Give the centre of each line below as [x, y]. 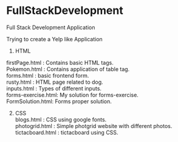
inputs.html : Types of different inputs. [54, 88]
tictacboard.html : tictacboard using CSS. [67, 132]
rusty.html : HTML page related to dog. [55, 82]
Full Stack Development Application [51, 27]
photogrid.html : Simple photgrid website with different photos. [94, 126]
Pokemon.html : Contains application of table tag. [68, 69]
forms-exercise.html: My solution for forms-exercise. [72, 95]
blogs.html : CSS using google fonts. [61, 120]
